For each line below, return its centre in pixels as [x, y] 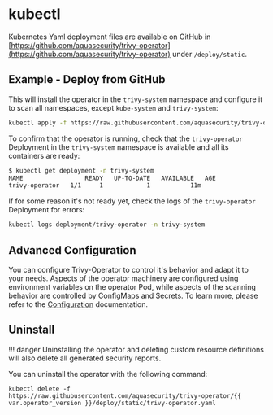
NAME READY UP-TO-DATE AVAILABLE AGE [113, 178]
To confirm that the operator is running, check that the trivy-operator [126, 138]
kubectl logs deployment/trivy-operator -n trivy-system [107, 225]
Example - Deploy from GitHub [87, 79]
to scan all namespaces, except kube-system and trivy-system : [113, 107]
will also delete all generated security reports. [85, 358]
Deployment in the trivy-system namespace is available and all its [119, 146]
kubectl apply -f [38, 123]
